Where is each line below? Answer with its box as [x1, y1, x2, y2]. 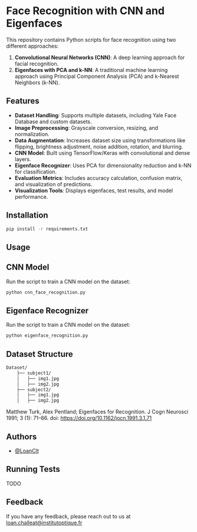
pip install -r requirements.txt [6, 226, 88, 232]
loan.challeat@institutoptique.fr [6, 519, 83, 526]
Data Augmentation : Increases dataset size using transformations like [14, 137, 186, 144]
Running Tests [6, 464, 60, 474]
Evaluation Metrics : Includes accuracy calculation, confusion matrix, [14, 174, 183, 181]
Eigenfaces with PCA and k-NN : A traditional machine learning [14, 66, 168, 73]
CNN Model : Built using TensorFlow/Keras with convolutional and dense [14, 149, 191, 156]
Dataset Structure [6, 349, 74, 359]
